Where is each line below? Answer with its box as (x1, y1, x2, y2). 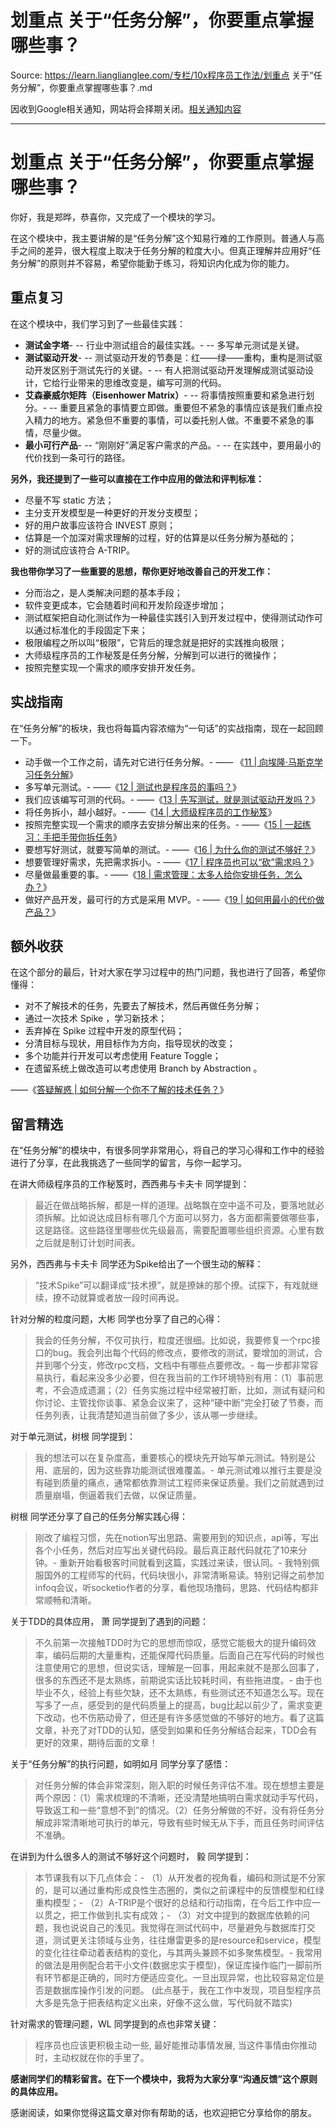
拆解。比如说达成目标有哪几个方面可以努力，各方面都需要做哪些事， (43, 1212, 325, 1224)
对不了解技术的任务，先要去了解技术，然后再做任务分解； (24, 1000, 262, 1012)
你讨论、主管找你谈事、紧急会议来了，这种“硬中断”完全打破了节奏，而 (34, 1397, 324, 1409)
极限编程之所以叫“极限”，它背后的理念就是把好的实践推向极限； (24, 636, 288, 648)
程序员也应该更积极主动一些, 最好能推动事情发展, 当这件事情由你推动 (34, 2039, 317, 2051)
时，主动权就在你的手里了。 (34, 2052, 150, 2064)
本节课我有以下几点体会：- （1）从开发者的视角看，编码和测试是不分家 (34, 1872, 326, 1884)
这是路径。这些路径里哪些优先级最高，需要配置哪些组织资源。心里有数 (34, 1224, 325, 1236)
